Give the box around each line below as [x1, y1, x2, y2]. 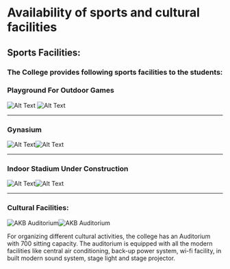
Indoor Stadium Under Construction [7, 164, 129, 174]
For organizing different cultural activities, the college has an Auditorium [7, 232, 211, 240]
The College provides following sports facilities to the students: [7, 67, 223, 77]
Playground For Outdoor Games [7, 86, 114, 95]
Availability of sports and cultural [7, 5, 201, 21]
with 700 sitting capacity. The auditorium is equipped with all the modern [7, 239, 214, 248]
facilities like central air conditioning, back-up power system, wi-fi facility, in [7, 246, 222, 255]
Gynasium [7, 125, 42, 134]
